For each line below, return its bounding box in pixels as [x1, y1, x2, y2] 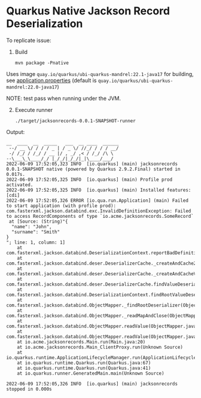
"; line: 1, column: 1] [6, 239, 66, 245]
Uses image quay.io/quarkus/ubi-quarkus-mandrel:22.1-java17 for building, [6, 70, 194, 77]
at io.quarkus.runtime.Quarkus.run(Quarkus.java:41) [17, 365, 151, 371]
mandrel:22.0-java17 [6, 84, 58, 90]
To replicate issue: [6, 37, 52, 44]
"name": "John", [11, 223, 52, 230]
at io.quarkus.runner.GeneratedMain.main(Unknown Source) [17, 370, 165, 376]
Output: [6, 128, 25, 135]
